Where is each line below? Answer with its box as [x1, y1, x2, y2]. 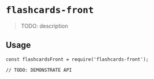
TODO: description [20, 22, 69, 29]
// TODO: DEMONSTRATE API [6, 67, 72, 73]
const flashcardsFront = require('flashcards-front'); [6, 56, 149, 62]
